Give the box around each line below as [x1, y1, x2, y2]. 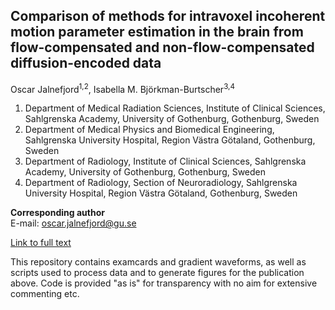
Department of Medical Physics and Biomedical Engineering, [24, 124, 275, 136]
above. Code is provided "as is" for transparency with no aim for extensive [10, 277, 318, 289]
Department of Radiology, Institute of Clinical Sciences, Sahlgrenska [24, 155, 307, 168]
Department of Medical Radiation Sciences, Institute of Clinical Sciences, [24, 102, 326, 114]
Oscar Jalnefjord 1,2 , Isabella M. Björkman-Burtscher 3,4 [10, 81, 235, 95]
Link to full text [10, 237, 72, 249]
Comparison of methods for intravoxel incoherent [10, 8, 326, 25]
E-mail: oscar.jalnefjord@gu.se [10, 217, 137, 229]
